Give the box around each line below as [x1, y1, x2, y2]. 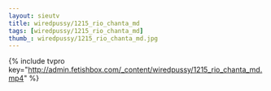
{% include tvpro [8, 56, 65, 66]
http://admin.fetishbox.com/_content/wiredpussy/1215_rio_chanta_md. [28, 65, 263, 75]
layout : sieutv [8, 11, 60, 20]
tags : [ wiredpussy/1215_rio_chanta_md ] [8, 27, 144, 35]
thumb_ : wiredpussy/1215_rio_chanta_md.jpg [8, 34, 159, 43]
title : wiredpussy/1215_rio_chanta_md [8, 19, 140, 27]
